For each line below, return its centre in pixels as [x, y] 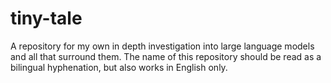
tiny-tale [46, 18]
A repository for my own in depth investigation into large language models [162, 46]
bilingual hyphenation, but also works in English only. [119, 67]
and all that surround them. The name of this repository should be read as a [166, 56]
